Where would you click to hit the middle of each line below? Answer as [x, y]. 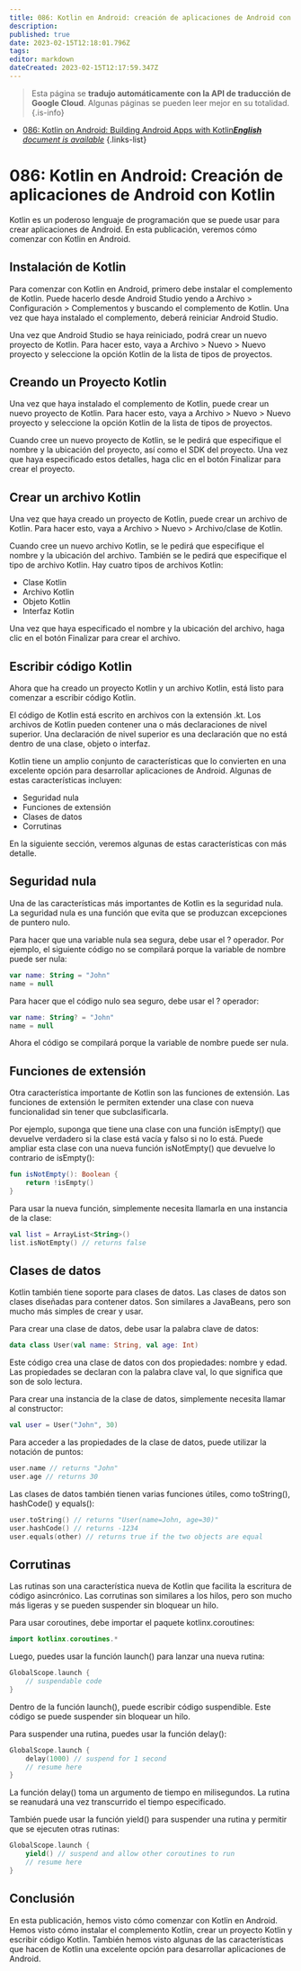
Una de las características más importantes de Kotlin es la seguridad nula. [146, 903]
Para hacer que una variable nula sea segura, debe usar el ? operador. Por [147, 940]
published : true [40, 34]
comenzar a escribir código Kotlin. [73, 698]
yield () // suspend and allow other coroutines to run [130, 1854]
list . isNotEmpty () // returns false [78, 1243]
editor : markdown [42, 59]
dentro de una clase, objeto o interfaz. [80, 744]
